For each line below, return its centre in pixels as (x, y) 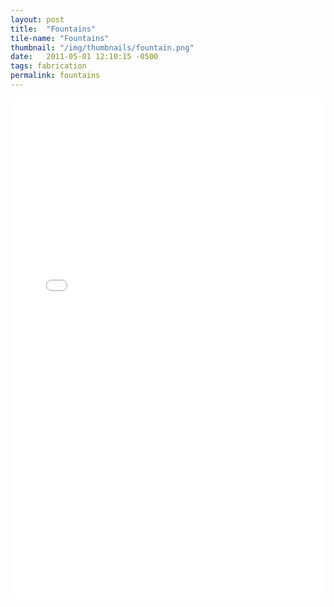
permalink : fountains (55, 76)
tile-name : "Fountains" (60, 38)
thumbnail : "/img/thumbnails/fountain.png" (102, 47)
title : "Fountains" (53, 29)
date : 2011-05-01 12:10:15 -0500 (84, 57)
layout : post (37, 19)
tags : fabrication (48, 66)
